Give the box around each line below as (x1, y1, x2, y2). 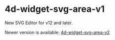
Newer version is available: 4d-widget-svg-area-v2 (4, 29, 110, 35)
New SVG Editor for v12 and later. (4, 20, 73, 26)
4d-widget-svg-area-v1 (4, 3, 105, 15)
